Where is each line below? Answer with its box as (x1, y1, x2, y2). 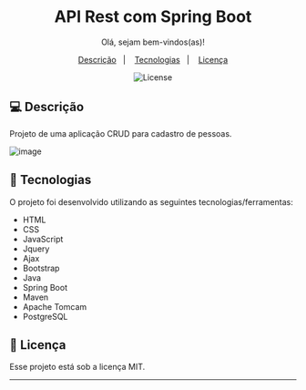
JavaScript (22, 233, 64, 244)
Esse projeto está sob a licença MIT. (9, 362, 146, 373)
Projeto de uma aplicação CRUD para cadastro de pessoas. (9, 128, 232, 139)
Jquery (22, 243, 50, 254)
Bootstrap (22, 262, 60, 273)
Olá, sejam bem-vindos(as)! (101, 36, 205, 47)
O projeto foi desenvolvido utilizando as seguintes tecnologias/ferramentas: (9, 196, 293, 207)
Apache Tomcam (22, 301, 87, 312)
